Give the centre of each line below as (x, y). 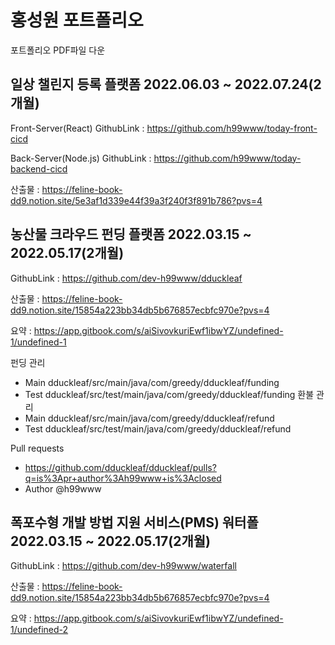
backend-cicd (39, 168)
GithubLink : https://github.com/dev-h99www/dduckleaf (126, 278)
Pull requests (37, 448)
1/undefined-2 (39, 630)
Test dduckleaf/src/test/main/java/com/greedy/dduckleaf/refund (158, 428)
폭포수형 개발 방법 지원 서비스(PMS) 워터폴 (134, 522)
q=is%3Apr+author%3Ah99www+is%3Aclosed (123, 478)
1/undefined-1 (38, 342)
